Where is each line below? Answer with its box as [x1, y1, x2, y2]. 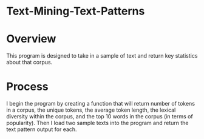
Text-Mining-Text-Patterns [6, 4, 145, 18]
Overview [6, 32, 56, 46]
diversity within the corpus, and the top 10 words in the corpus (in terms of [6, 113, 193, 120]
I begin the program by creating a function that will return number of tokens [6, 100, 195, 107]
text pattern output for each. [6, 126, 77, 133]
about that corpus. [6, 59, 53, 66]
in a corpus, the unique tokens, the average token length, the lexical [6, 106, 176, 114]
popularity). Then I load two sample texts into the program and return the [6, 120, 189, 127]
